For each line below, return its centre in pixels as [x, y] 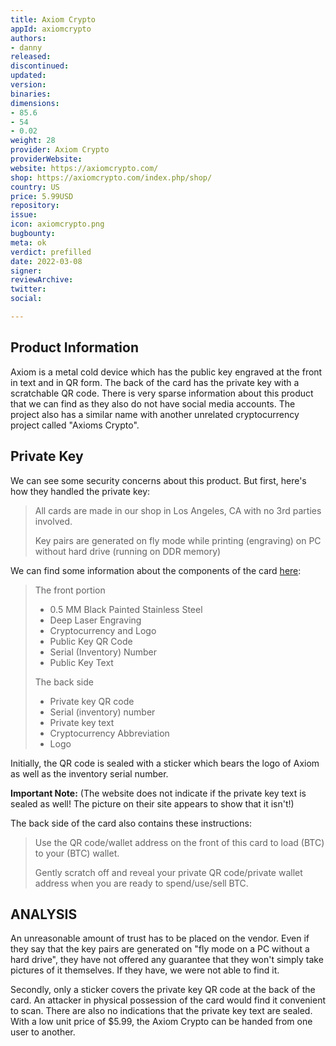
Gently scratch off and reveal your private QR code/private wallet [168, 872]
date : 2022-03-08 [46, 261]
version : [28, 85]
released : [31, 57]
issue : [24, 215]
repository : [35, 206]
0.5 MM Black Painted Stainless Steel [126, 609]
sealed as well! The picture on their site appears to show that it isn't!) [152, 803]
